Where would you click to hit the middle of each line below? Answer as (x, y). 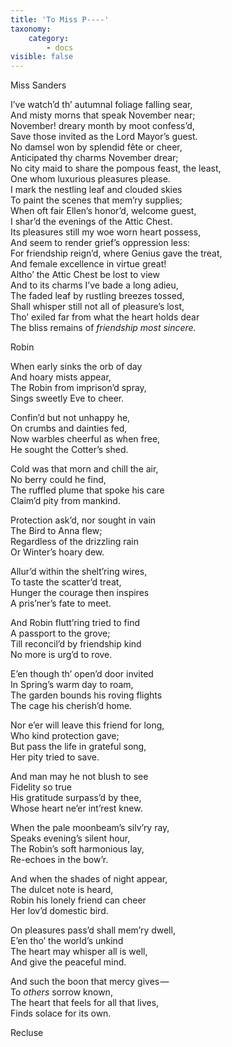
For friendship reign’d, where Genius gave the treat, (116, 253)
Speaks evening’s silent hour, (70, 838)
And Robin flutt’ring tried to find (75, 623)
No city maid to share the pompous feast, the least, (116, 168)
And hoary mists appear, (61, 377)
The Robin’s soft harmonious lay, (77, 849)
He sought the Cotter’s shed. (69, 450)
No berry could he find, (58, 480)
